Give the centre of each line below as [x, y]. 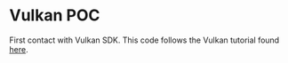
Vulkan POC [55, 16]
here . [19, 49]
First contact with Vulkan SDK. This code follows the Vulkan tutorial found [144, 40]
